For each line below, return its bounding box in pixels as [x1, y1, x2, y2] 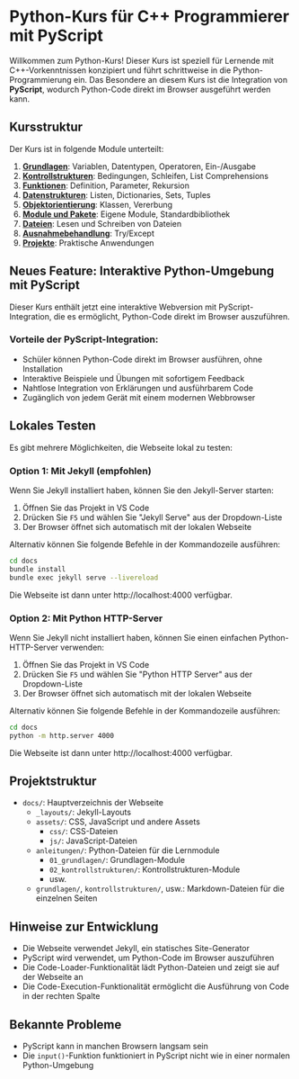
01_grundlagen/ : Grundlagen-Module [48, 855, 186, 866]
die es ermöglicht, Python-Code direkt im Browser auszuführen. [53, 310, 290, 321]
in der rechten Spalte [22, 991, 101, 1002]
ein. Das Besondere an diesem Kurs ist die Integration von [73, 74, 288, 85]
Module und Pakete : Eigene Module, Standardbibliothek [22, 209, 231, 220]
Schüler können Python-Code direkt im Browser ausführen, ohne [22, 354, 263, 364]
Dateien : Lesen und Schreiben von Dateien [22, 218, 182, 229]
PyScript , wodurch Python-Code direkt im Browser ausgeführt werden [9, 84, 271, 94]
